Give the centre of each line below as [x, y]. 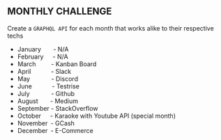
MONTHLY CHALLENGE [60, 11]
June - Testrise [48, 86]
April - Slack [44, 71]
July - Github [46, 93]
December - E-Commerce [55, 130]
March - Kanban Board [57, 64]
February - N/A [43, 56]
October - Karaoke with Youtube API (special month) [97, 116]
